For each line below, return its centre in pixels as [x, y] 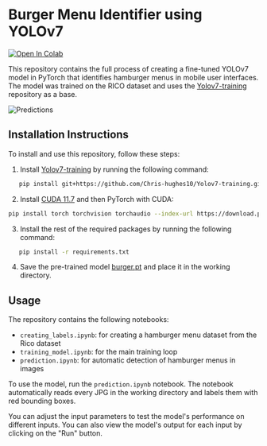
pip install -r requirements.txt [74, 252]
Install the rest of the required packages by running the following [126, 229]
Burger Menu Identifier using [105, 15]
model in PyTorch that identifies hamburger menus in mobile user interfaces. [133, 77]
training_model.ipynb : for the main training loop [99, 352]
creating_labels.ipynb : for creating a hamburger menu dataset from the [138, 335]
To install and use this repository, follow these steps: [94, 153]
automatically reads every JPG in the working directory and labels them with [133, 393]
